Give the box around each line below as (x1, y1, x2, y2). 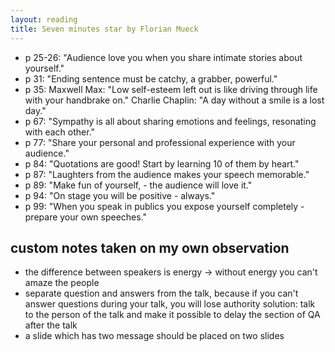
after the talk (24, 319, 78, 331)
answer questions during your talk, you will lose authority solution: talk (24, 298, 316, 310)
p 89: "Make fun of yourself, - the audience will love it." (24, 179, 253, 191)
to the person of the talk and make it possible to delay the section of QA (24, 309, 321, 321)
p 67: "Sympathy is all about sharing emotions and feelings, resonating (24, 115, 317, 127)
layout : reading (10, 14, 78, 25)
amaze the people (24, 277, 100, 289)
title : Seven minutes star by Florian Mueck (10, 24, 199, 34)
